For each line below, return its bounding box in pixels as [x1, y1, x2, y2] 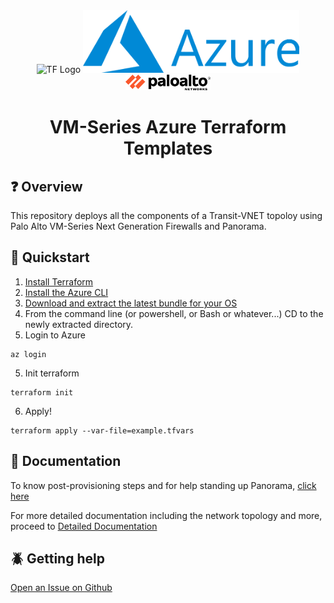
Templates [123, 137, 213, 160]
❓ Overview [10, 178, 83, 195]
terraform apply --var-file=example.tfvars [10, 425, 195, 436]
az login [10, 349, 47, 359]
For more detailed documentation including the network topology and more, [10, 509, 323, 521]
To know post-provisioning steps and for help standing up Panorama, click [10, 479, 317, 491]
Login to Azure [24, 329, 86, 341]
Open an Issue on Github [10, 582, 113, 594]
